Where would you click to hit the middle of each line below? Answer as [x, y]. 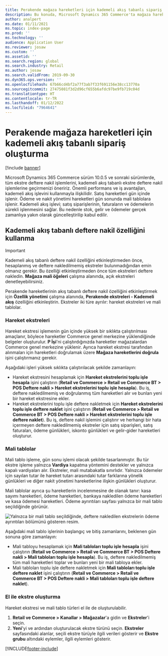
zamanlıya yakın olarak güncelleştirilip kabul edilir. [57, 215]
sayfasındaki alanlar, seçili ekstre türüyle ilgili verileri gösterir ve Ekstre [85, 633]
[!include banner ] [23, 168]
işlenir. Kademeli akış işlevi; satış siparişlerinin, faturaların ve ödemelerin [79, 204]
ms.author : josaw [23, 71]
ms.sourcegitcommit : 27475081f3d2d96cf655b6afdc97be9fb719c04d [72, 89]
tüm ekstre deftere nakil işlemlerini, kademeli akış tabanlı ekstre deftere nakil [84, 183]
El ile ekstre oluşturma [33, 597]
